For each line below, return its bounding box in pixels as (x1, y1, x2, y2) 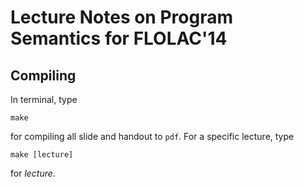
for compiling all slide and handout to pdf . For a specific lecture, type (10, 131, 295, 142)
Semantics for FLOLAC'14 (10, 27, 228, 50)
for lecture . (10, 167, 56, 179)
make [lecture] (10, 150, 74, 160)
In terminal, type (10, 94, 78, 105)
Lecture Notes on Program (10, 6, 233, 29)
